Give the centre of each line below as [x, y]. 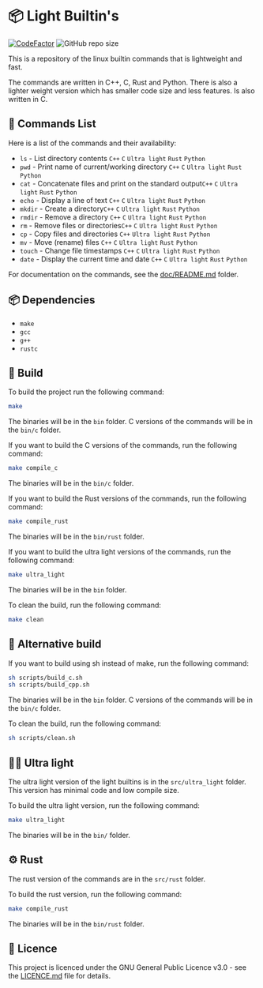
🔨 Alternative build [55, 644]
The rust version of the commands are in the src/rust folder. [107, 879]
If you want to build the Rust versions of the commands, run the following [128, 498]
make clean [26, 619]
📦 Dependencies [52, 301]
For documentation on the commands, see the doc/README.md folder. [124, 274]
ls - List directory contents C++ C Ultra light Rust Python [113, 158]
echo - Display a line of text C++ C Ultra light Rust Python [112, 200]
